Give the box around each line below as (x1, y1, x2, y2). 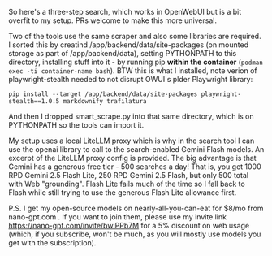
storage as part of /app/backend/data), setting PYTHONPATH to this (8, 49, 237, 58)
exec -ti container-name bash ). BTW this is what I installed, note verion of (8, 66, 257, 76)
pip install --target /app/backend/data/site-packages (8, 90, 198, 98)
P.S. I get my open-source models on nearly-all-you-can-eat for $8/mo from (8, 203, 264, 213)
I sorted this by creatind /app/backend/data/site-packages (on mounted (8, 40, 249, 50)
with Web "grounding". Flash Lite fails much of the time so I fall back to (8, 179, 245, 189)
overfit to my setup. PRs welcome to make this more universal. (8, 15, 218, 25)
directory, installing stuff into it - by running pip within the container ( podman (8, 57, 264, 67)
